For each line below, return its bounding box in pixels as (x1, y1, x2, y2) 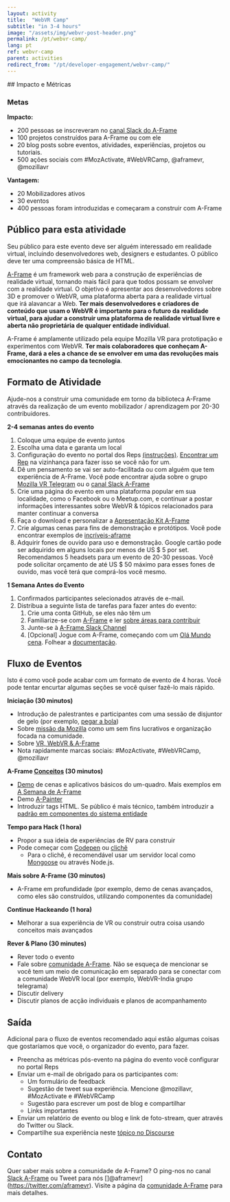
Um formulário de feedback (27, 1078, 106, 1086)
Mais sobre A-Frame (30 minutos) (7, 871, 106, 880)
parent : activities (7, 55, 63, 62)
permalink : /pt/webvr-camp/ (7, 36, 88, 43)
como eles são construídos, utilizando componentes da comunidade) (16, 892, 213, 901)
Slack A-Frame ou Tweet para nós (7, 1174, 104, 1182)
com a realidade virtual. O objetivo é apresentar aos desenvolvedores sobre (7, 285, 222, 293)
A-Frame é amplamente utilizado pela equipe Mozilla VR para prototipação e (7, 334, 223, 342)
